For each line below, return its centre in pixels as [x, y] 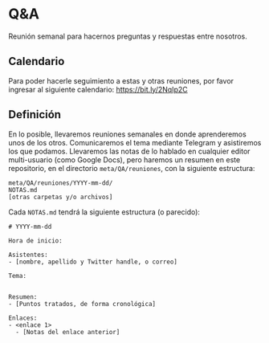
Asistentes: [28, 255]
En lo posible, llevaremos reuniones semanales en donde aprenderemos [127, 134]
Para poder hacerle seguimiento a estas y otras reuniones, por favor [121, 80]
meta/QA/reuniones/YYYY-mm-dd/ [61, 183]
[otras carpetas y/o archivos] [61, 197]
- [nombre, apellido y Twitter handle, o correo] [93, 262]
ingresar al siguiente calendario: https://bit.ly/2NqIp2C [98, 89]
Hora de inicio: [35, 241]
